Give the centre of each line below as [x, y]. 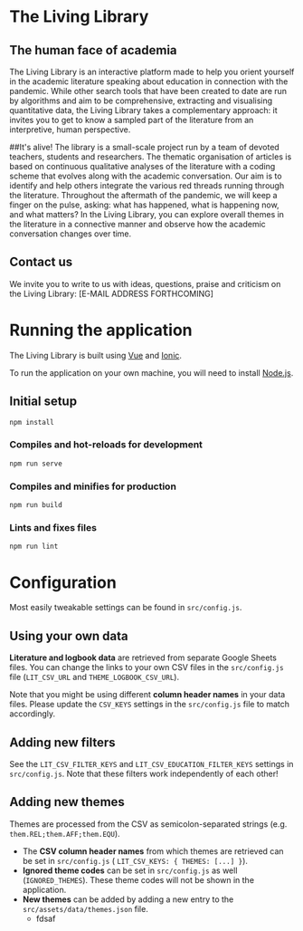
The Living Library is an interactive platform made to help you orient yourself [152, 72]
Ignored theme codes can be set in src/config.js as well [130, 870]
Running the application [101, 330]
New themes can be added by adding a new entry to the [128, 899]
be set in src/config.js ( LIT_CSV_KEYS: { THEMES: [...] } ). [135, 860]
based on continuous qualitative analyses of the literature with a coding [142, 166]
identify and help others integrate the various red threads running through [147, 186]
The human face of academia [94, 50]
